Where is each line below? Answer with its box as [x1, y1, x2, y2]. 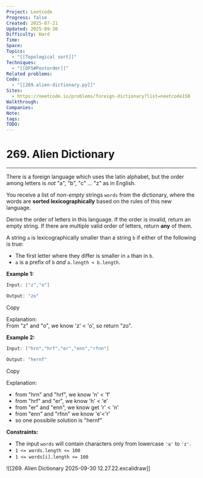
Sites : [6, 88, 23, 94]
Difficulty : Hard [6, 31, 50, 38]
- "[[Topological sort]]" [11, 54, 77, 60]
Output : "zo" [6, 293, 39, 299]
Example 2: [6, 333, 35, 341]
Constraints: [6, 428, 39, 436]
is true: [6, 240, 24, 248]
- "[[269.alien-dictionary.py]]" [11, 82, 96, 88]
